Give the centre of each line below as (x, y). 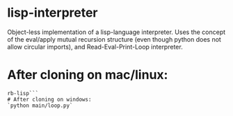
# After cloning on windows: (49, 99)
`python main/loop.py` (40, 106)
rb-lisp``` (23, 93)
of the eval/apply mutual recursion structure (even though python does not (114, 39)
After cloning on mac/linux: (88, 75)
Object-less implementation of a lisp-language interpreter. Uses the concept (116, 32)
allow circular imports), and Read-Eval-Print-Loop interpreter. (95, 47)
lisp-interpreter (53, 13)
